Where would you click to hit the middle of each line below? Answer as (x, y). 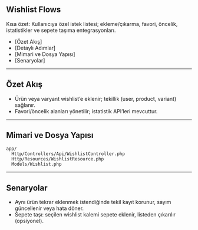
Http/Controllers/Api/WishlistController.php (68, 154)
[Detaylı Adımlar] (35, 48)
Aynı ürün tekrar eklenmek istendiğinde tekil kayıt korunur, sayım (93, 202)
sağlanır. (25, 105)
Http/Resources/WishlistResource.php (58, 159)
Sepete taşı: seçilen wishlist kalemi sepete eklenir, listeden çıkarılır (95, 215)
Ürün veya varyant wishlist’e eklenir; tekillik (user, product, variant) (95, 98)
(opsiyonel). (29, 221)
